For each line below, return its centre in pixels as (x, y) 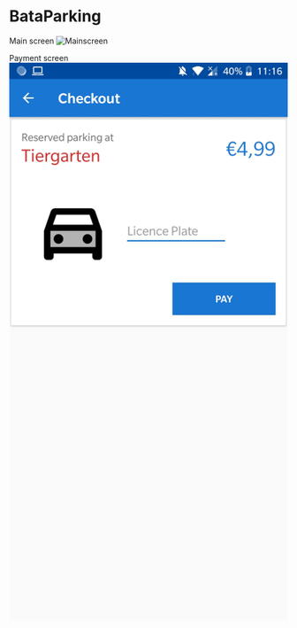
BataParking (55, 16)
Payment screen (39, 58)
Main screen (32, 41)
